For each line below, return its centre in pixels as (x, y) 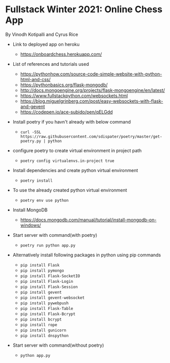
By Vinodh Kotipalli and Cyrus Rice (42, 34)
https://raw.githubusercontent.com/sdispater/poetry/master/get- (91, 136)
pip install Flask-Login (47, 281)
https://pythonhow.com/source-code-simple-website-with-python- (91, 74)
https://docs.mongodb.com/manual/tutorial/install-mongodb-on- (88, 220)
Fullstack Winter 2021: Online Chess (84, 9)
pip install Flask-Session (49, 287)
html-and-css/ (35, 79)
